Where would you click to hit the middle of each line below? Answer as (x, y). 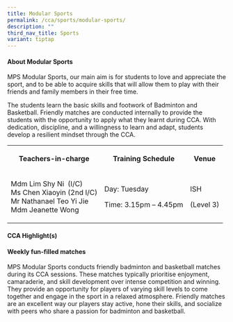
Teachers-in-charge (54, 159)
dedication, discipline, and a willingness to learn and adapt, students (105, 127)
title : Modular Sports (40, 14)
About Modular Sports (40, 61)
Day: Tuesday (127, 189)
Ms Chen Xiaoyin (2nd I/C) (54, 193)
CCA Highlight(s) (32, 235)
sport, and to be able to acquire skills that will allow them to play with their (113, 85)
